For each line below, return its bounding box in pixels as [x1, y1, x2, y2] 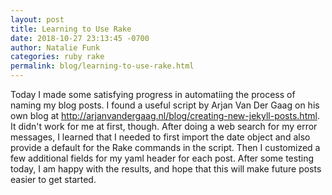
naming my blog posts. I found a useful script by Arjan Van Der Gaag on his [10, 99, 320, 111]
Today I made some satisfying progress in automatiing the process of [10, 89, 296, 100]
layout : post [10, 14, 65, 25]
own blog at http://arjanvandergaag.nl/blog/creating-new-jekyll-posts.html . [10, 110, 320, 121]
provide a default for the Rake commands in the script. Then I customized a [10, 142, 321, 153]
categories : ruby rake [10, 52, 105, 62]
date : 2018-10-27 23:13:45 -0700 [10, 33, 150, 43]
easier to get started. [10, 174, 97, 185]
